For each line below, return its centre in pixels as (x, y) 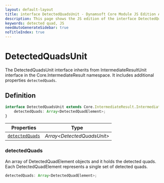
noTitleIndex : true (25, 32)
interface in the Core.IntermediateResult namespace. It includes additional (80, 75)
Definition (20, 96)
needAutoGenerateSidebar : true (37, 28)
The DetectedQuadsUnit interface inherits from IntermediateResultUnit (76, 70)
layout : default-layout (29, 10)
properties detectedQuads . (31, 80)
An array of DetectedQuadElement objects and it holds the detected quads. (81, 161)
